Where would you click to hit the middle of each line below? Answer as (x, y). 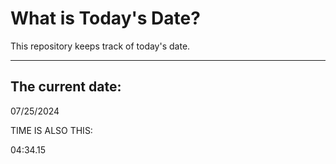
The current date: (66, 87)
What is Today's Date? (105, 18)
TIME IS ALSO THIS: (51, 130)
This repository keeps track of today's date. (100, 46)
